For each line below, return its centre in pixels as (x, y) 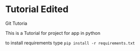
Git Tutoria (16, 23)
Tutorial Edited (37, 9)
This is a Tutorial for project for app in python (53, 33)
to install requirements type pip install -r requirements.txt (70, 43)
